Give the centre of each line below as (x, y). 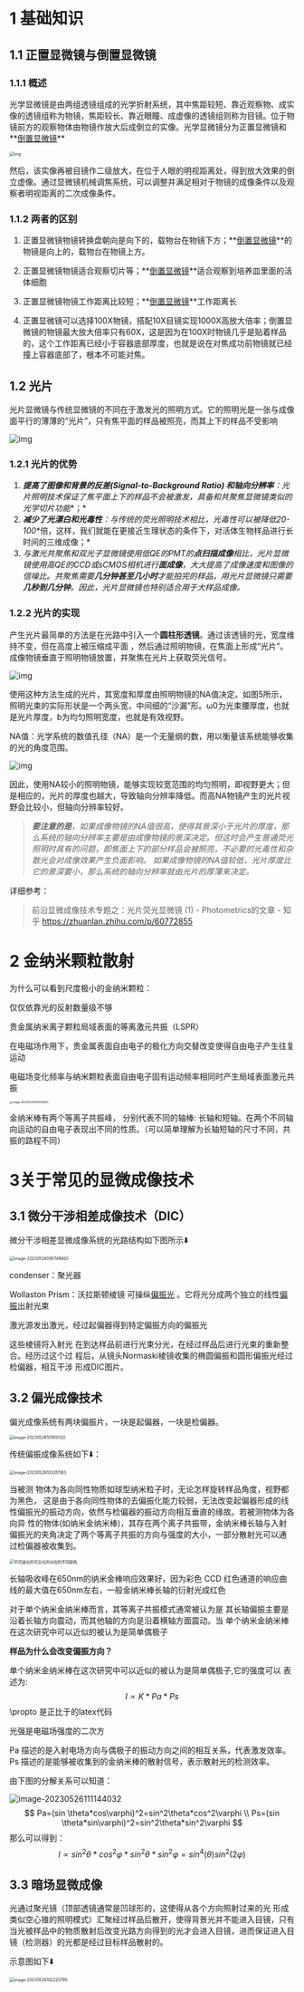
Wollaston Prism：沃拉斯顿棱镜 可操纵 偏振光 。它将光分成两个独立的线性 (145, 1294)
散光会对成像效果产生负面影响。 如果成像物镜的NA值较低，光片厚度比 (161, 860)
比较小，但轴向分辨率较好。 (76, 806)
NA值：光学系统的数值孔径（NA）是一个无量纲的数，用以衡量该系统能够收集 (152, 736)
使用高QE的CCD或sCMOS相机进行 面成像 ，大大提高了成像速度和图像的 (162, 565)
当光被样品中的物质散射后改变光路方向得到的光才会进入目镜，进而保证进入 (148, 1931)
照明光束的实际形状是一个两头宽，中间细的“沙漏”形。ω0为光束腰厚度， (142, 705)
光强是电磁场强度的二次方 (57, 1730)
